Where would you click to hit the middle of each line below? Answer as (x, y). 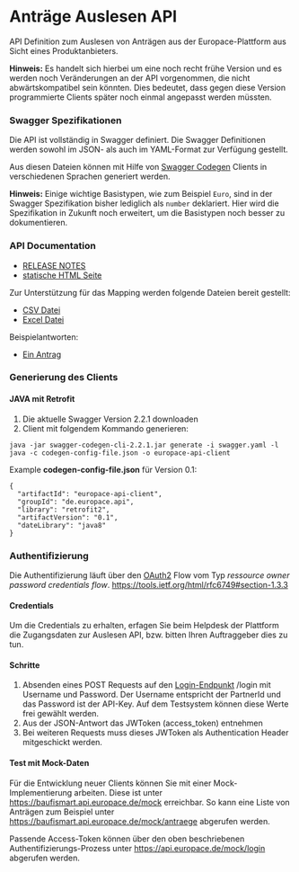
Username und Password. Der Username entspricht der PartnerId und (151, 695)
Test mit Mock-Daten (49, 762)
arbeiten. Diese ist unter (119, 792)
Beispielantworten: (44, 337)
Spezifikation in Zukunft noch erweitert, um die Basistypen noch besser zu (147, 213)
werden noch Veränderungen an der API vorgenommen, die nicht (130, 77)
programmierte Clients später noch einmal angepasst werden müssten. (141, 97)
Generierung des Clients (64, 378)
